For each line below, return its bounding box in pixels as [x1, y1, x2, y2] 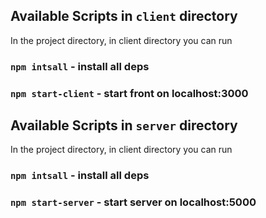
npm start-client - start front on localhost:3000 [10, 86, 249, 100]
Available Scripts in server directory [10, 117, 238, 134]
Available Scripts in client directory [10, 8, 238, 25]
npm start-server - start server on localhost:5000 [10, 195, 257, 209]
